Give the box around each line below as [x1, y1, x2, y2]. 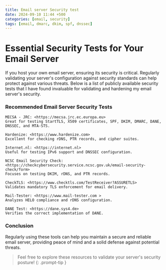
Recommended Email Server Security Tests [5, 103, 113, 110]
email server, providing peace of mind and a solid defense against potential [5, 239, 160, 245]
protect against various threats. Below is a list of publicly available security [5, 80, 159, 86]
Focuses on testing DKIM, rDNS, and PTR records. [5, 172, 111, 177]
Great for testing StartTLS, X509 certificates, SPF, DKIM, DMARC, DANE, [5, 119, 162, 124]
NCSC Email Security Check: [5, 158, 64, 164]
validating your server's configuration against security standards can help [5, 75, 157, 81]
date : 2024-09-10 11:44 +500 [5, 12, 66, 17]
